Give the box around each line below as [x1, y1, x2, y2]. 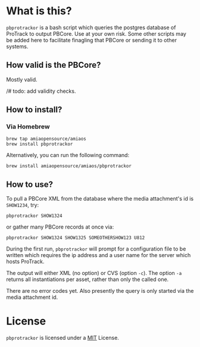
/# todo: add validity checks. [6, 87, 76, 95]
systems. [6, 43, 29, 50]
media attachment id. [6, 293, 58, 301]
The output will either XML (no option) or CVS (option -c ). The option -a [6, 270, 182, 277]
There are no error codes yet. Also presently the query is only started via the [6, 287, 194, 295]
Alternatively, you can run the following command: [6, 152, 130, 159]
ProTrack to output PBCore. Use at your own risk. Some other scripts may [6, 30, 186, 37]
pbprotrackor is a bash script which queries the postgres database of [6, 24, 176, 31]
